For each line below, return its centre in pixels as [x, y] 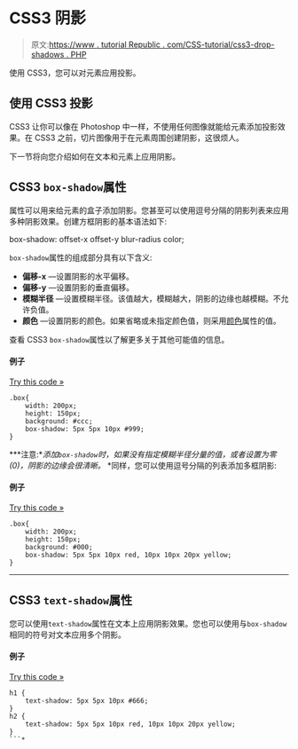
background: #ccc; [59, 421]
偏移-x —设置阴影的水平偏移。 [78, 276]
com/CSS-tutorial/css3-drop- [221, 44]
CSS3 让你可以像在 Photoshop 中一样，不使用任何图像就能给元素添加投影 [143, 126]
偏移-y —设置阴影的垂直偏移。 [78, 287]
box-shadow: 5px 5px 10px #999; [85, 429]
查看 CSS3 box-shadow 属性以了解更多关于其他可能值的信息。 [119, 339]
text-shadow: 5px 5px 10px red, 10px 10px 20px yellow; [131, 724]
